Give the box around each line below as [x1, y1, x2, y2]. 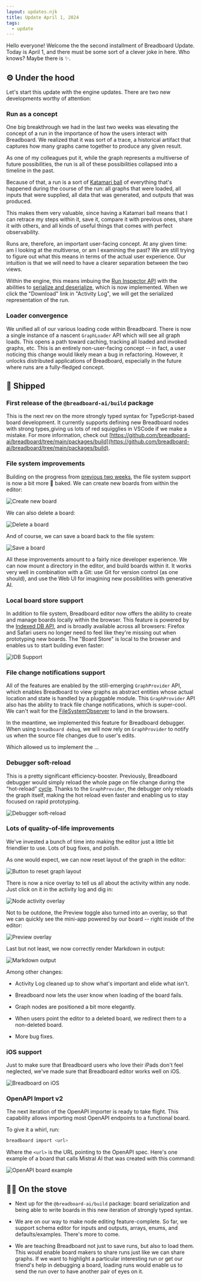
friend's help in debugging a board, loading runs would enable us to [14, 1262, 183, 1269]
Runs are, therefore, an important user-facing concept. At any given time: [6, 240, 187, 247]
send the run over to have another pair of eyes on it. [14, 1268, 144, 1275]
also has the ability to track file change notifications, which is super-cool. [6, 701, 187, 709]
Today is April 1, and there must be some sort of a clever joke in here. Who [6, 49, 190, 56]
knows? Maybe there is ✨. [6, 55, 71, 62]
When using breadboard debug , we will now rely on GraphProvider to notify [6, 725, 189, 733]
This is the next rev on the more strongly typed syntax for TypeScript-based [6, 413, 194, 420]
